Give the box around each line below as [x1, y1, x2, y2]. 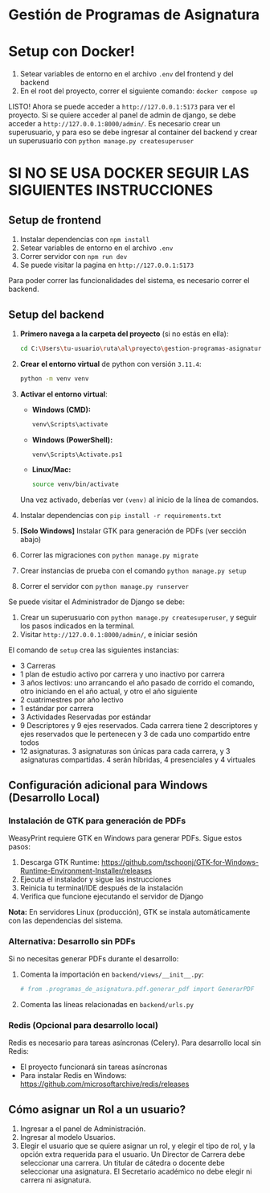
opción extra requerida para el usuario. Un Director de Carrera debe [19, 1150, 246, 1159]
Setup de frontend [8, 213, 102, 227]
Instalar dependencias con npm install [19, 235, 150, 245]
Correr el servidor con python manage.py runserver [19, 582, 190, 591]
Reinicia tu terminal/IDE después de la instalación [19, 883, 183, 892]
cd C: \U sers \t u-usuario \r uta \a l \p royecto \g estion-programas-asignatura [19, 344, 265, 352]
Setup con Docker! [8, 43, 135, 61]
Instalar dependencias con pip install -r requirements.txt [19, 511, 223, 520]
